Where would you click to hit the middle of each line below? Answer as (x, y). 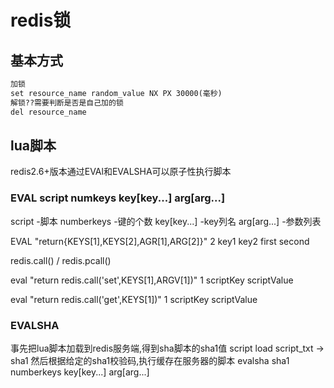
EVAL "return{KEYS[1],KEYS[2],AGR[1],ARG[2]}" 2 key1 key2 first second (160, 241)
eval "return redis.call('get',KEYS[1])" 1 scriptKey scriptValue (134, 299)
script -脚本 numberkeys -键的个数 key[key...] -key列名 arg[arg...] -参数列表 (166, 221)
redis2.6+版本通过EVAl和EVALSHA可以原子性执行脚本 (121, 172)
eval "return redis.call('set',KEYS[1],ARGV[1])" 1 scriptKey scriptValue (152, 280)
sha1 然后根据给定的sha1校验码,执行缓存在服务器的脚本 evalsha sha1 (150, 360)
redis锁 (41, 20)
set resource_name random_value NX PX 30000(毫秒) (116, 93)
